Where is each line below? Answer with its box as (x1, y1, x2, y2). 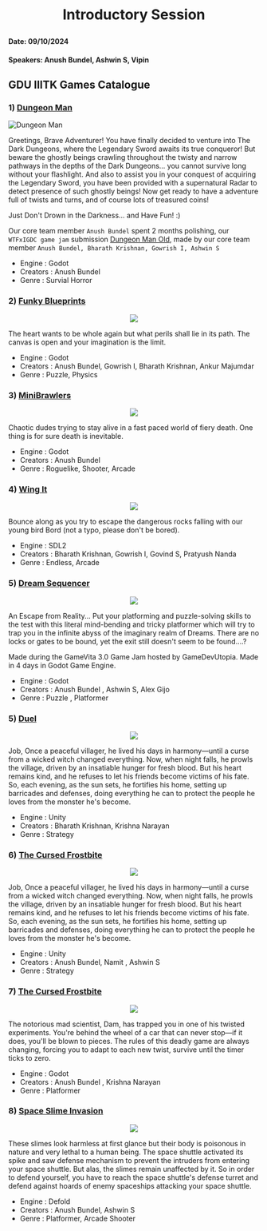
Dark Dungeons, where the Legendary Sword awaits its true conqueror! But (8, 144, 256, 153)
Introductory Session (62, 6, 206, 24)
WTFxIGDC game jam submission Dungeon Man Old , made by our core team (8, 234, 250, 245)
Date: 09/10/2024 (8, 37, 69, 46)
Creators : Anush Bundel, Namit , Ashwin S (19, 958, 161, 967)
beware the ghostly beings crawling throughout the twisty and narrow (8, 153, 238, 162)
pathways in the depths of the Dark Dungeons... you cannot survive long (8, 161, 247, 171)
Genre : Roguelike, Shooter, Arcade (19, 464, 135, 473)
